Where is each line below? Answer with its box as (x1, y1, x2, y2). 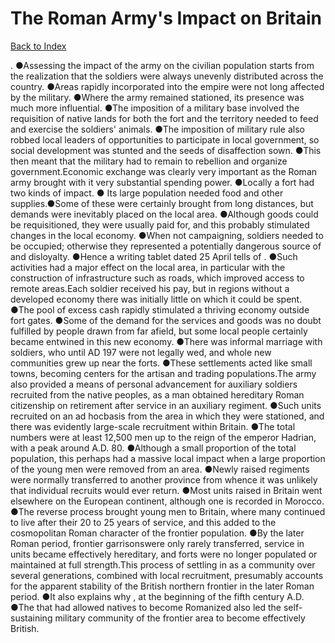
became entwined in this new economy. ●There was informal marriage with (10, 335, 323, 347)
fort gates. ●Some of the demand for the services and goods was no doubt (10, 314, 322, 326)
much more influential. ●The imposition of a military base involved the (10, 102, 300, 114)
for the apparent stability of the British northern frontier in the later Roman (10, 580, 315, 592)
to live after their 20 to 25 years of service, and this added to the (10, 516, 277, 528)
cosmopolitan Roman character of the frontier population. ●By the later (10, 527, 305, 539)
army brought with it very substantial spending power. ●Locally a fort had (10, 176, 315, 188)
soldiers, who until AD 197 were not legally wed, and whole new (10, 346, 272, 358)
